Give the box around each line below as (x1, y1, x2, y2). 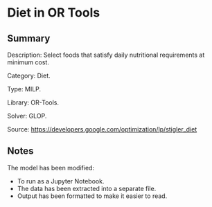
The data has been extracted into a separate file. (17, 184, 157, 192)
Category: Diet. (7, 71, 51, 80)
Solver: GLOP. (7, 112, 47, 120)
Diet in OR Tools (7, 5, 100, 21)
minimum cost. (7, 58, 50, 66)
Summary (7, 33, 51, 44)
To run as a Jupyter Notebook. (17, 177, 105, 185)
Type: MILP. (7, 85, 42, 93)
